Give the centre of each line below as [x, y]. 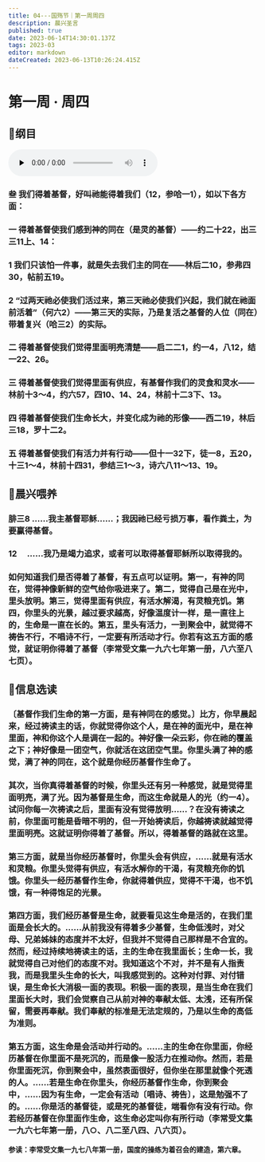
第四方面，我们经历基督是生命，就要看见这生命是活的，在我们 [127, 916]
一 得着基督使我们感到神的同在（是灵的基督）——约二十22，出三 [132, 230]
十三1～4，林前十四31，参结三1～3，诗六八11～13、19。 [115, 466]
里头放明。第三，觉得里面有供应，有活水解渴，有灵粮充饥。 [123, 601]
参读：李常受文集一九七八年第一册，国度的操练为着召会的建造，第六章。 [127, 1149]
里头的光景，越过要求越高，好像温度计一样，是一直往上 [139, 613]
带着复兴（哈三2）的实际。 [60, 324]
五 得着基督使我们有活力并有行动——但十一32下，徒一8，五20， [132, 454]
